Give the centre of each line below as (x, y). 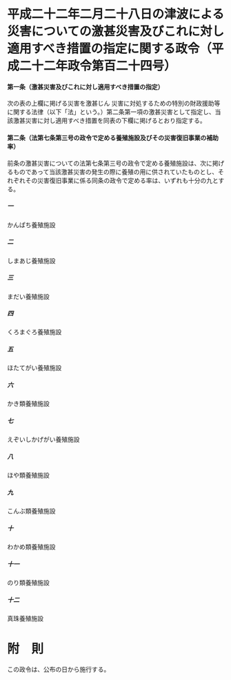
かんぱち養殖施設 (31, 224)
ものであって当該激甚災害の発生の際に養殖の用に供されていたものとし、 (115, 172)
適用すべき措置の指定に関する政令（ (110, 49)
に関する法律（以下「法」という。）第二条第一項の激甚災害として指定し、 (111, 112)
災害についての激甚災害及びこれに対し (116, 31)
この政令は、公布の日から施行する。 (59, 670)
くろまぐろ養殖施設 (34, 332)
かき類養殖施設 (28, 404)
